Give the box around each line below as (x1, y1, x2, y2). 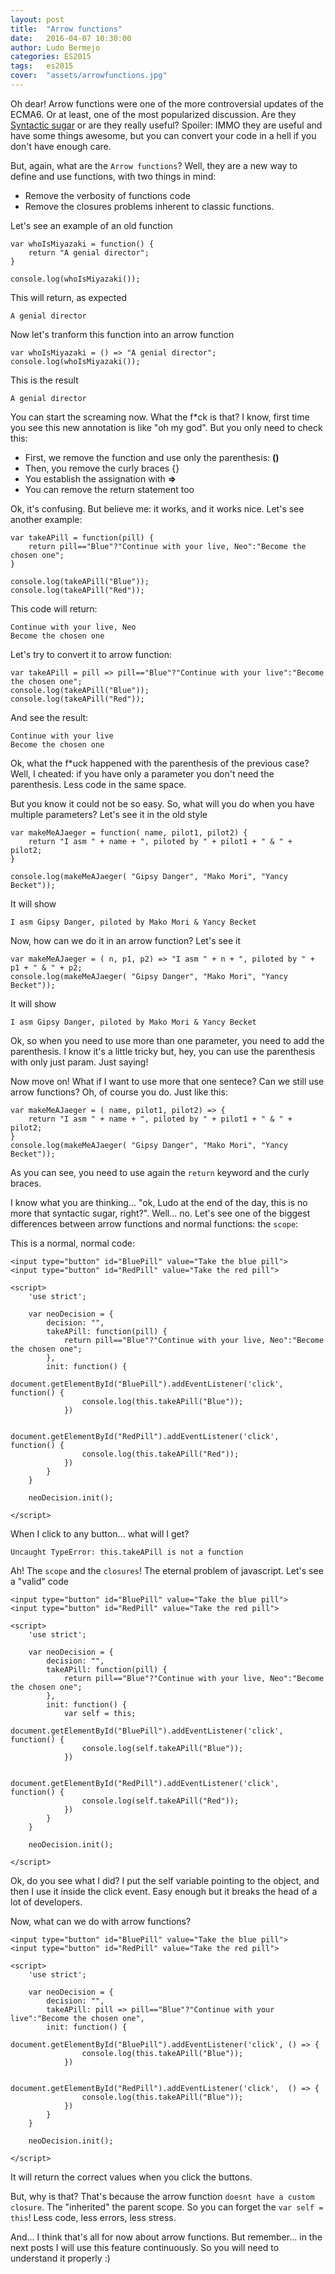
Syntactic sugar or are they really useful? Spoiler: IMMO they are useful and (10, 119, 323, 131)
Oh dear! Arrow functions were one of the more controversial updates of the (10, 97, 324, 110)
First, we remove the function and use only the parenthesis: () (24, 451, 280, 463)
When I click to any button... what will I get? (10, 1527, 190, 1540)
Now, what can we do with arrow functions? (10, 1915, 192, 1927)
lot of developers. (10, 1896, 83, 1908)
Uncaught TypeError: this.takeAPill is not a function (10, 1547, 244, 1557)
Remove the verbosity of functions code (24, 189, 191, 201)
